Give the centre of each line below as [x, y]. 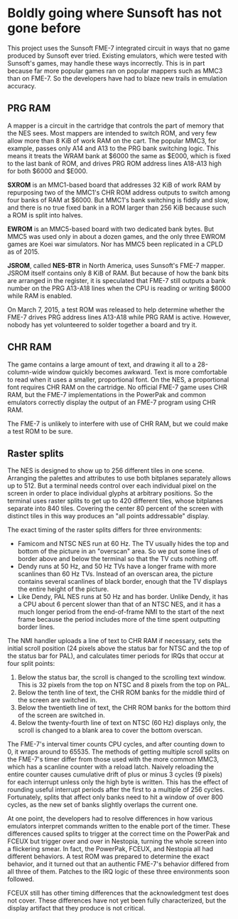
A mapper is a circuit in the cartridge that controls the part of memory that [116, 125]
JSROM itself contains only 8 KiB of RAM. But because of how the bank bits [118, 273]
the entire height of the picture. [63, 589]
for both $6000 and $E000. [48, 171]
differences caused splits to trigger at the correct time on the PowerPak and [118, 834]
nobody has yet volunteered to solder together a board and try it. [102, 324]
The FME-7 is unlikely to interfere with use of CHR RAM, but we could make [118, 423]
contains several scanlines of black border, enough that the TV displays [122, 582]
